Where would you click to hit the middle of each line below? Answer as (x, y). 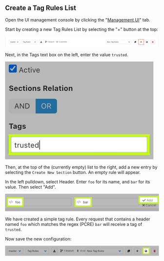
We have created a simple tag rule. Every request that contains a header (78, 219)
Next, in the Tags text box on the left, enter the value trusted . (67, 55)
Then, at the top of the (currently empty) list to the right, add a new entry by (81, 167)
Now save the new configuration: (38, 239)
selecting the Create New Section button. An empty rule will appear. (73, 173)
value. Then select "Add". (31, 187)
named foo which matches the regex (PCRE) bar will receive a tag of (74, 224)
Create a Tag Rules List (41, 8)
